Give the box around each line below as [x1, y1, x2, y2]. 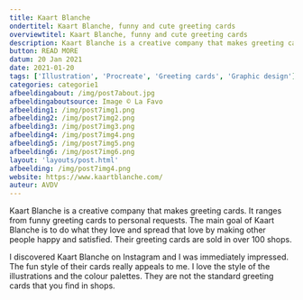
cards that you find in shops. [9, 280, 115, 291]
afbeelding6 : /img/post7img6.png [9, 147, 135, 156]
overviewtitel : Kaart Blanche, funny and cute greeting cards [9, 30, 248, 39]
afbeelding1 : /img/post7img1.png [9, 105, 135, 114]
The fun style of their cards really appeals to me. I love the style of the [9, 261, 271, 272]
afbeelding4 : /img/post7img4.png [9, 131, 135, 140]
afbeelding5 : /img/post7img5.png [9, 139, 135, 148]
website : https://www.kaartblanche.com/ [9, 172, 164, 181]
